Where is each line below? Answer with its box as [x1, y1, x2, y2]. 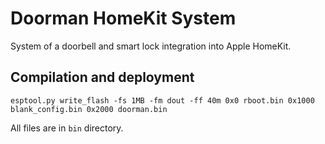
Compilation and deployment [10, 69, 195, 86]
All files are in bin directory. [10, 122, 124, 134]
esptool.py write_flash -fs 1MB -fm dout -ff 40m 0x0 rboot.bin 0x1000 [10, 95, 315, 106]
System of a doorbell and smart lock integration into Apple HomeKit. [10, 40, 292, 52]
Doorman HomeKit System [10, 7, 237, 30]
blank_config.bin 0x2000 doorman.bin [10, 104, 168, 114]
